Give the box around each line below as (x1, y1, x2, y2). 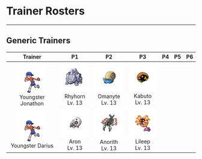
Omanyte (97, 92, 120, 100)
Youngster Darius (10, 142, 54, 149)
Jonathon (20, 99, 44, 107)
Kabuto (133, 92, 152, 100)
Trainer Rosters (6, 4, 85, 18)
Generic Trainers (6, 36, 71, 46)
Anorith (100, 138, 118, 145)
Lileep (135, 137, 150, 145)
